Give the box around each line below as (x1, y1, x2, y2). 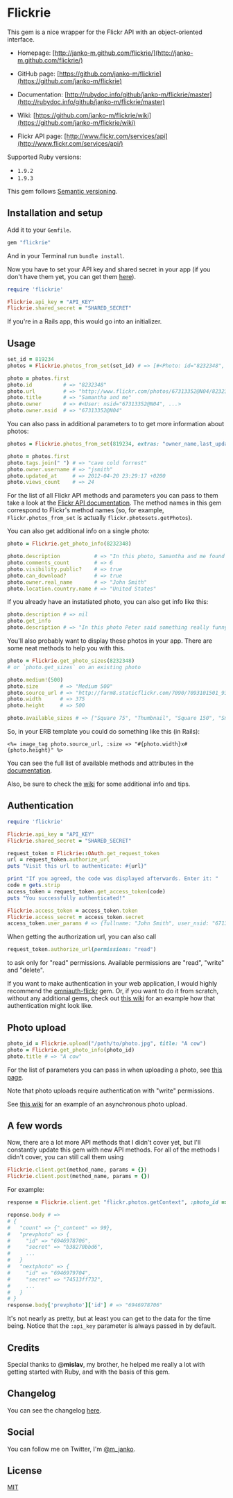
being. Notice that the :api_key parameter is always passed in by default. (7, 1322, 216, 1330)
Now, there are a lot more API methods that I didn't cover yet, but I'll (7, 1138, 201, 1147)
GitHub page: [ (17, 69, 60, 78)
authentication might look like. (7, 1002, 94, 1010)
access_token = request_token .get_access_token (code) (7, 888, 166, 895)
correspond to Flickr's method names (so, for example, (7, 506, 164, 514)
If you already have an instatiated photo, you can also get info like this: (7, 598, 209, 606)
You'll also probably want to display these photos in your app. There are (7, 637, 213, 645)
